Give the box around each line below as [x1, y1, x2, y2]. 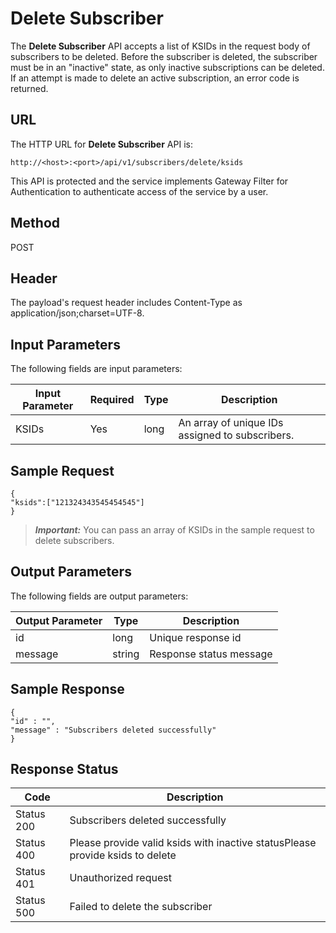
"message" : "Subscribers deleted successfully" [10, 725, 217, 735]
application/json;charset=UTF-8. [10, 307, 145, 319]
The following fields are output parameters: [10, 590, 189, 602]
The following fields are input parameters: [10, 363, 183, 375]
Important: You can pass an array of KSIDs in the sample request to [34, 524, 315, 536]
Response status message [149, 647, 273, 661]
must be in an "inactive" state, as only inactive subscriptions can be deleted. [10, 61, 325, 73]
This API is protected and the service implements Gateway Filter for [10, 175, 289, 187]
